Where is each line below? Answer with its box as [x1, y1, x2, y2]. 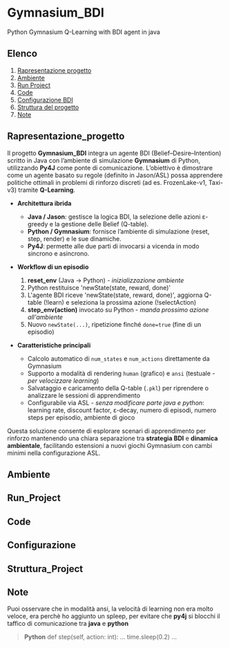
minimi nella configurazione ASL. [7, 449, 101, 457]
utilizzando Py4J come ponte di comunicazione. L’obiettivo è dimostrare [7, 163, 213, 172]
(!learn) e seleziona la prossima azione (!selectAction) [44, 298, 197, 306]
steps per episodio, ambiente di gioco [27, 413, 135, 422]
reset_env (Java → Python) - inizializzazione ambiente [27, 276, 184, 285]
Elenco [7, 48, 38, 60]
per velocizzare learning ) [27, 376, 99, 385]
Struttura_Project [7, 563, 84, 575]
